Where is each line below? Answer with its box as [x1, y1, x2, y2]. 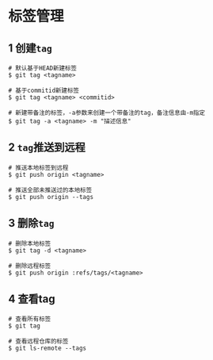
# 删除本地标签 [8, 239, 51, 247]
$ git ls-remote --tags [8, 344, 87, 353]
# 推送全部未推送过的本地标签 [8, 186, 93, 194]
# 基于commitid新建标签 [8, 86, 79, 94]
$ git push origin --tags [8, 193, 93, 201]
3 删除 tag [8, 216, 55, 230]
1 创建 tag [8, 41, 53, 55]
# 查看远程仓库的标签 [8, 338, 69, 346]
